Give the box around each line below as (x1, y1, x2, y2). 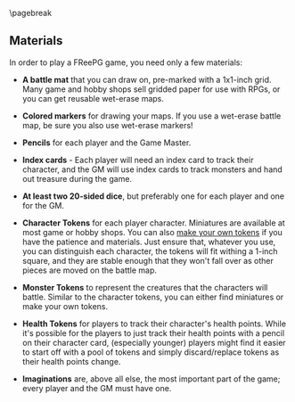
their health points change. (21, 356, 121, 366)
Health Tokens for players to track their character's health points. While (21, 318, 287, 329)
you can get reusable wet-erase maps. (21, 93, 165, 103)
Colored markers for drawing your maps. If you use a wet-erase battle (21, 111, 282, 121)
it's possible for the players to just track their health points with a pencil (21, 327, 285, 338)
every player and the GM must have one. (21, 382, 172, 393)
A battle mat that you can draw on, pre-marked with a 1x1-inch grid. (21, 74, 272, 85)
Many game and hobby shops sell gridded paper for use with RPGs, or (21, 84, 281, 94)
